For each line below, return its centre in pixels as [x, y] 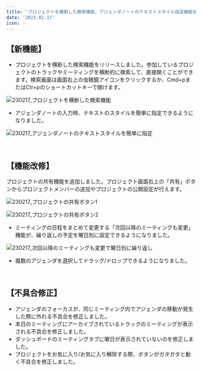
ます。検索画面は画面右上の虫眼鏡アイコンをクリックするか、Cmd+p [100, 80]
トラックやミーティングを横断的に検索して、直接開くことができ [115, 72]
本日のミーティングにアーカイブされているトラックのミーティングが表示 [104, 324]
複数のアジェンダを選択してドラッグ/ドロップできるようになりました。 [103, 261]
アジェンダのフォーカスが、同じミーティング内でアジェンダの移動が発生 [104, 309]
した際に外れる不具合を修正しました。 [62, 316]
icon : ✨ [16, 23]
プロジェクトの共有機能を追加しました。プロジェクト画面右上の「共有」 [96, 181]
